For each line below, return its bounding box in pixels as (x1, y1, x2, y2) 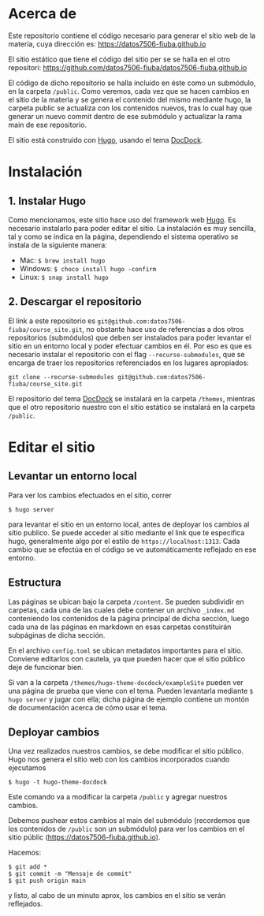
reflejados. (8, 899, 43, 909)
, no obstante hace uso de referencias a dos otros (82, 324, 244, 333)
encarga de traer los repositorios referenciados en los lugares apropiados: (8, 358, 250, 367)
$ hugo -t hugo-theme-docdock (8, 778, 108, 787)
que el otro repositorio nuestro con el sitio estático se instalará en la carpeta (8, 402, 255, 411)
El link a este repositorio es (8, 316, 96, 326)
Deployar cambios (8, 725, 100, 739)
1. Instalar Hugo (8, 194, 87, 207)
